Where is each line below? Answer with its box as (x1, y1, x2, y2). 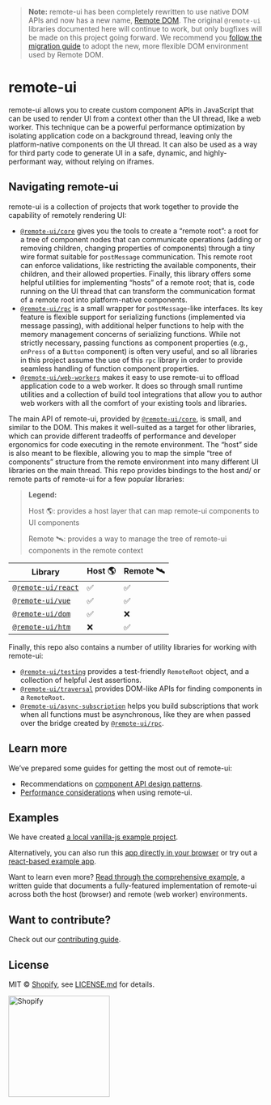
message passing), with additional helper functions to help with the (19, 320, 244, 331)
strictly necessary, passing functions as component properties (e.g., (19, 338, 248, 348)
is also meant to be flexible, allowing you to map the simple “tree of (8, 448, 232, 458)
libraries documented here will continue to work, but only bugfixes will (28, 24, 263, 33)
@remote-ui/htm (12, 622, 71, 631)
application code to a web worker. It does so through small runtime (19, 381, 243, 390)
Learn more (8, 741, 68, 756)
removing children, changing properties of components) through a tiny (19, 243, 256, 253)
